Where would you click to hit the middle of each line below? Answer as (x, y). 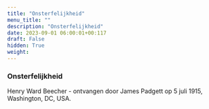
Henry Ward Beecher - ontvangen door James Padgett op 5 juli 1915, (105, 91)
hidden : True (26, 46)
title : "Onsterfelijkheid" (46, 13)
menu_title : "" (29, 20)
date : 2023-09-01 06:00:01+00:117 (57, 33)
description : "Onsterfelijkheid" (55, 26)
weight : (18, 52)
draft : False (26, 39)
